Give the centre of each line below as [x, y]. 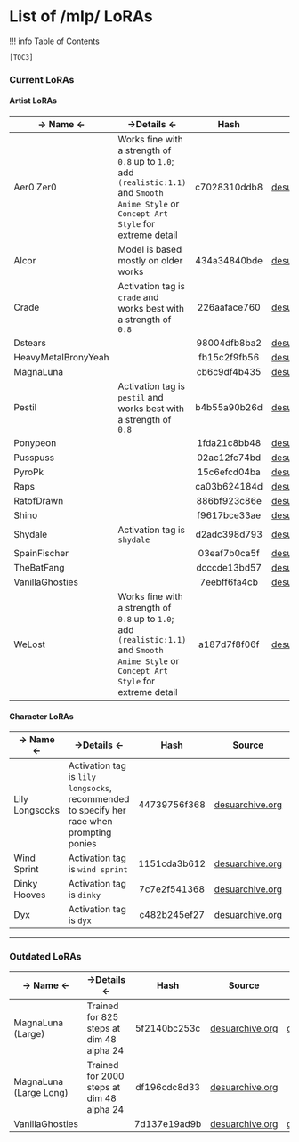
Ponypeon [35, 443]
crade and [138, 297]
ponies [82, 844]
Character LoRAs [41, 716]
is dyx [80, 920]
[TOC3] [21, 57]
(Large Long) [41, 1092]
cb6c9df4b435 [229, 372]
